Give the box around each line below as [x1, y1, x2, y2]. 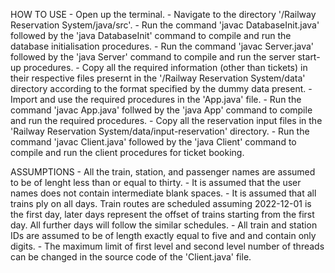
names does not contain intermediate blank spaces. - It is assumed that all [10, 187, 317, 199]
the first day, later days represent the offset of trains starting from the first [10, 209, 315, 220]
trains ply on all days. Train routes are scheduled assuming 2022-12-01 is [10, 198, 312, 209]
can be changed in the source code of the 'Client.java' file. [10, 251, 252, 263]
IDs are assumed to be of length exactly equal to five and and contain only [10, 230, 317, 241]
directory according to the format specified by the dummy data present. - [10, 83, 313, 94]
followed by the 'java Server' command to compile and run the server [10, 51, 296, 63]
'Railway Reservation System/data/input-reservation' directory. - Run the [10, 125, 310, 137]
